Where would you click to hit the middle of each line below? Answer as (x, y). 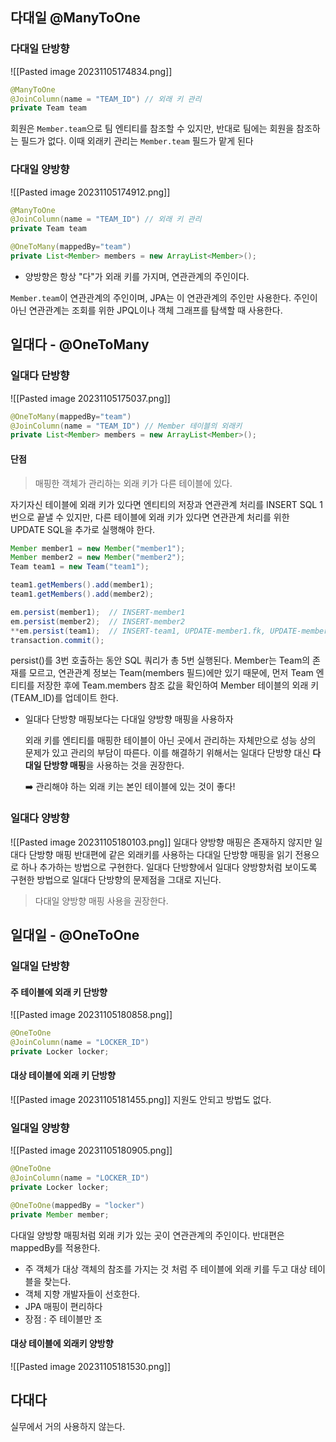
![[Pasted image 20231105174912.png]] (90, 192)
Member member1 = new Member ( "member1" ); (98, 548)
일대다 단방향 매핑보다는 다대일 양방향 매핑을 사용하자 (129, 719)
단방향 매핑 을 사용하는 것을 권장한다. (114, 765)
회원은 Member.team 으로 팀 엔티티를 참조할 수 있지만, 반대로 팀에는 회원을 (152, 129)
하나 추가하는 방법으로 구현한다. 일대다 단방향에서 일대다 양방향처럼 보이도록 (169, 867)
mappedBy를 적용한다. (55, 1247)
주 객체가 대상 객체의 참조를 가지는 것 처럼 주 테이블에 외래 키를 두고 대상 (166, 1269)
